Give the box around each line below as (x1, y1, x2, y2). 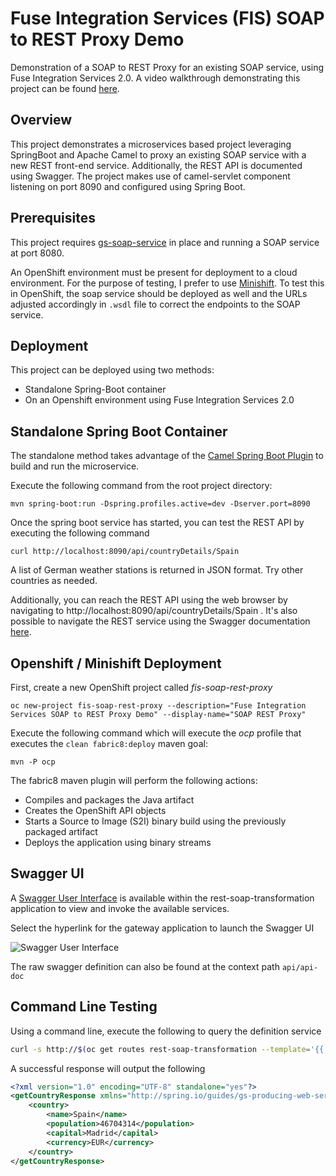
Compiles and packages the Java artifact (24, 794, 195, 806)
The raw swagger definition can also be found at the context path (10, 960, 280, 972)
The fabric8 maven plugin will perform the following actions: (10, 775, 258, 786)
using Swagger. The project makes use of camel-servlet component (10, 170, 291, 182)
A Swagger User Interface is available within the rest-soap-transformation (10, 892, 315, 904)
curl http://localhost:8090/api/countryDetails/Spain (10, 547, 240, 557)
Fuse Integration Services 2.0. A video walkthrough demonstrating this (10, 72, 301, 84)
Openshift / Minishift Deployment (10, 655, 222, 672)
